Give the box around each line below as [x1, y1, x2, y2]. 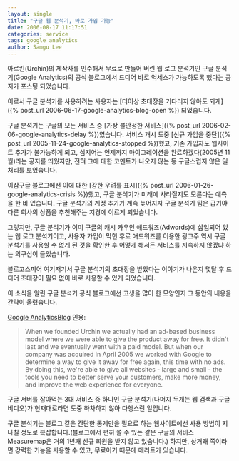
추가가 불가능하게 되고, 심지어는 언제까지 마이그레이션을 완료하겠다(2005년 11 [14, 148, 230, 156]
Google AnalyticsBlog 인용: [7, 313, 86, 321]
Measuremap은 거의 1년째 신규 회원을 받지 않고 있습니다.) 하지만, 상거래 [7, 437, 208, 445]
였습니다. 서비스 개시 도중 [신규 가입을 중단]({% [98, 130, 231, 138]
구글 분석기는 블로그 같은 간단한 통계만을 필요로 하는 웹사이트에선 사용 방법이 [7, 419, 221, 427]
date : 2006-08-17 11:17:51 [7, 24, 88, 31]
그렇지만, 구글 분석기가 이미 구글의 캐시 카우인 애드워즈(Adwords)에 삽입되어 [7, 223, 221, 231]
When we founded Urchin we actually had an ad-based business [24, 328, 215, 335]
